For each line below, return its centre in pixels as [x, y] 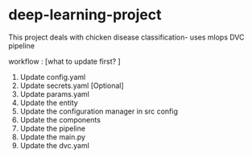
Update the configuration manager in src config [99, 111]
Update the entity [49, 102]
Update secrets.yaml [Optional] [72, 85]
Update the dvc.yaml [55, 145]
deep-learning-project [85, 15]
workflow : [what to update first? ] [64, 61]
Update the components [60, 119]
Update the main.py [53, 137]
